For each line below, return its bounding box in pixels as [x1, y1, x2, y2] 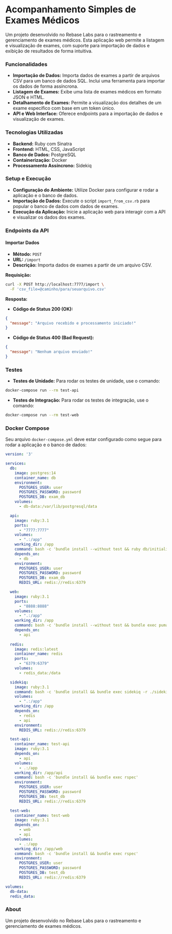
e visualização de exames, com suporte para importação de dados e [5, 42, 150, 48]
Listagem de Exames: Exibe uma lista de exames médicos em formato [12, 89, 162, 95]
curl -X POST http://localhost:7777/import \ [5, 281, 104, 287]
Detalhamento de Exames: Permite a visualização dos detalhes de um [12, 100, 162, 106]
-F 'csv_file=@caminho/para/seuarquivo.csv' [10, 287, 106, 292]
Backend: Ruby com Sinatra [12, 140, 72, 147]
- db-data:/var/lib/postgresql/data [18, 504, 97, 509]
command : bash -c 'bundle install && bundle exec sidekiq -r [14, 689, 147, 694]
